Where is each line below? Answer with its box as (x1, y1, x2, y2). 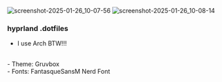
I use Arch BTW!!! (17, 39, 67, 48)
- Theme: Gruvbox (7, 60, 60, 68)
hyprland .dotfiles (7, 23, 68, 33)
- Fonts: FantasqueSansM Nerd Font (7, 68, 111, 76)
